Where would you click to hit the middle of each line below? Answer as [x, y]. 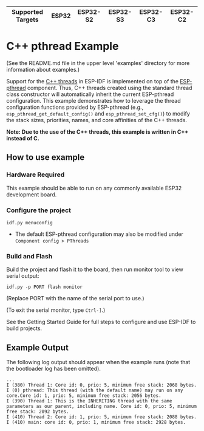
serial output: [23, 276]
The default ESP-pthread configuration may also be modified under [99, 234]
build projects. [24, 328]
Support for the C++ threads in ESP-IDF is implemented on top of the [93, 81]
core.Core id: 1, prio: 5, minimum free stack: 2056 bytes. [84, 396]
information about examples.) [43, 69]
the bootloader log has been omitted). [54, 369]
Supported [27, 12]
